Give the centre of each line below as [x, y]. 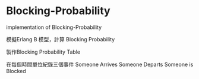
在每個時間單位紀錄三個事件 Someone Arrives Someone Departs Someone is [100, 64]
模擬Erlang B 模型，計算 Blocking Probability [61, 39]
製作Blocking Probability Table [43, 52]
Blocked [16, 71]
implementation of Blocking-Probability [54, 27]
